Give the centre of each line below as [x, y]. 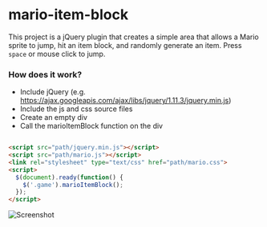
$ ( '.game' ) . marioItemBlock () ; [73, 185]
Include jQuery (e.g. [53, 92]
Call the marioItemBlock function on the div [91, 126]
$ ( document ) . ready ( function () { [70, 177]
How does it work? [45, 74]
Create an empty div [54, 117]
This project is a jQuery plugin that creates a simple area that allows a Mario [133, 37]
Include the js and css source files [76, 109]
